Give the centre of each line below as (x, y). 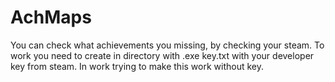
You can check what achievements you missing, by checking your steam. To (167, 45)
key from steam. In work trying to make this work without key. (137, 66)
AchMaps (51, 17)
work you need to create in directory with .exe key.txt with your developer (162, 55)
